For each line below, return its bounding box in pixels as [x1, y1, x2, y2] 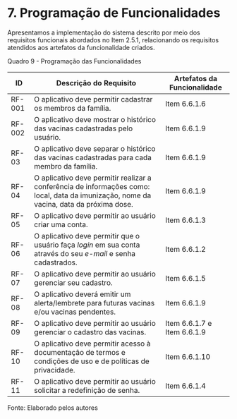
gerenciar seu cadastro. [34, 277, 113, 287]
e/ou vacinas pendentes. [34, 307, 116, 317]
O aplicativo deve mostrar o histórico [34, 114, 157, 124]
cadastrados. [34, 257, 78, 267]
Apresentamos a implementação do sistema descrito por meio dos [7, 28, 200, 37]
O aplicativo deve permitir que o [34, 231, 140, 241]
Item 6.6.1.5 [165, 273, 206, 283]
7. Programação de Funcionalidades [7, 5, 221, 21]
